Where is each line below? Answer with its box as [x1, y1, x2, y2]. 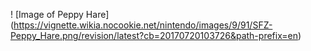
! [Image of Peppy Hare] [10, 9, 110, 20]
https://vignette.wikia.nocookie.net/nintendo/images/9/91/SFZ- [13, 19, 273, 31]
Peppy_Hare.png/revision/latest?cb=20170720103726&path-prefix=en [10, 30, 299, 41]
